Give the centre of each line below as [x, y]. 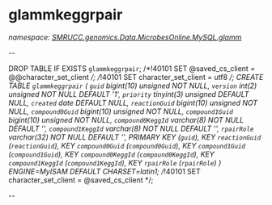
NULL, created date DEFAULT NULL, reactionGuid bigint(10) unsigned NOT [133, 102]
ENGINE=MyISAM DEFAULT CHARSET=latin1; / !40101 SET [104, 171]
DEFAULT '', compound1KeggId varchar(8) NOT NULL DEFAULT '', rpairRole [131, 128]
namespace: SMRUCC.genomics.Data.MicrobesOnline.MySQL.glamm [125, 37]
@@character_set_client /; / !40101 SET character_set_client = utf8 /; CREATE [136, 77]
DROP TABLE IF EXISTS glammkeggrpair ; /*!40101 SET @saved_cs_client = [132, 68]
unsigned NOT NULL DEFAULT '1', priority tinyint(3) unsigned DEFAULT [129, 94]
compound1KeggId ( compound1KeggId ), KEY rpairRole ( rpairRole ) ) [115, 162]
